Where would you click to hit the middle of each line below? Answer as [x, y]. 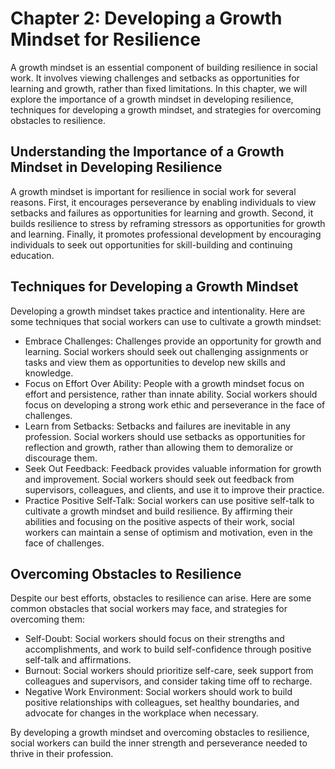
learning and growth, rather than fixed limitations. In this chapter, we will [159, 88]
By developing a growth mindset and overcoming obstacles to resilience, [160, 733]
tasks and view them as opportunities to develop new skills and [155, 362]
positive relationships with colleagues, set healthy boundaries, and [162, 703]
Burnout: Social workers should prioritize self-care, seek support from [169, 671]
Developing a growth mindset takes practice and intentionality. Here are [158, 311]
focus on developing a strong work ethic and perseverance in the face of [175, 404]
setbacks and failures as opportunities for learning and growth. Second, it [162, 213]
